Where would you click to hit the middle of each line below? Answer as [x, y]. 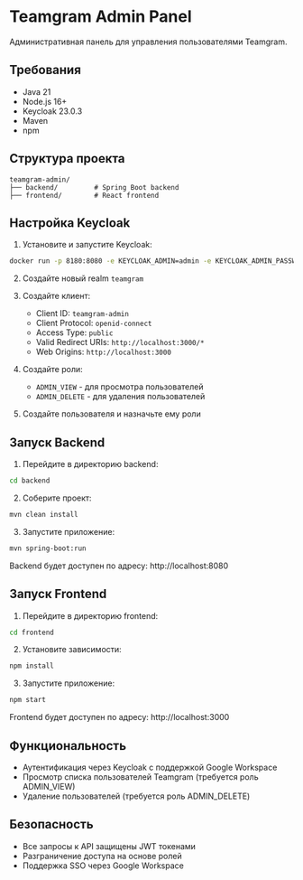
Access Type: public [74, 332]
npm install [32, 666]
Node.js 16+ [45, 101]
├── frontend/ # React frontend [84, 195]
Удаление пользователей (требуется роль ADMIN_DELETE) [136, 796]
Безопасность [51, 824]
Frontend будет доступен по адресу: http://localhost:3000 [119, 717]
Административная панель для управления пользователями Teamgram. [148, 42]
